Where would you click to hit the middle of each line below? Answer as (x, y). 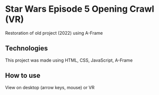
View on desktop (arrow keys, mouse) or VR (50, 87)
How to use (23, 76)
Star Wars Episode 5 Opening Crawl (80, 9)
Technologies (27, 48)
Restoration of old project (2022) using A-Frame (54, 33)
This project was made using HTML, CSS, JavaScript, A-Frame (69, 60)
